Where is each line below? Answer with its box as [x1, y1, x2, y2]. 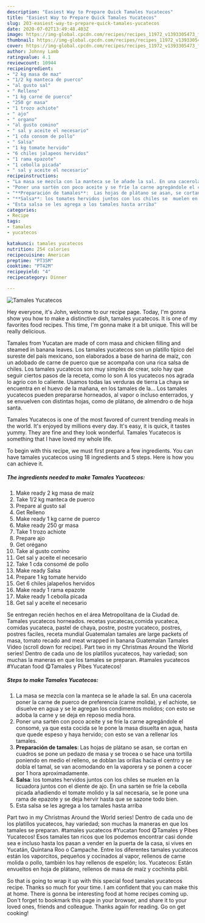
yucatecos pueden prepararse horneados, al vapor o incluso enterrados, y [7, 391, 193, 399]
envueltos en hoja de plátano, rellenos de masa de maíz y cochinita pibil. [7, 865, 189, 872]
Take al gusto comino [15, 547, 70, 554]
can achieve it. [7, 460, 44, 467]
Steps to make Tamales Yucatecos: [7, 677, 99, 684]
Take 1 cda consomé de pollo [15, 560, 89, 568]
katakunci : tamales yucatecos [7, 240, 84, 246]
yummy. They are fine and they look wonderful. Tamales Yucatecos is [7, 428, 181, 436]
